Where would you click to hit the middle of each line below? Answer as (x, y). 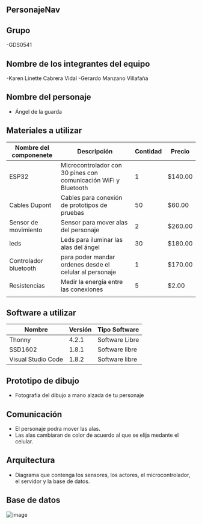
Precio (180, 151)
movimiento (26, 230)
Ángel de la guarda (38, 111)
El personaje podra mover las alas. (58, 429)
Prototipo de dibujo (43, 381)
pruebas (73, 212)
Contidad (148, 151)
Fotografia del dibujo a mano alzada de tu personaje (79, 395)
